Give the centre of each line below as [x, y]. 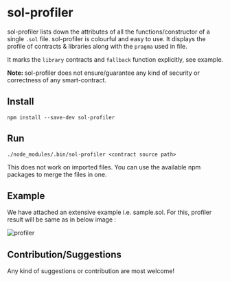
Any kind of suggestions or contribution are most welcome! [91, 271]
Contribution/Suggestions [65, 254]
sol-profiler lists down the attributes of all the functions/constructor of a [109, 32]
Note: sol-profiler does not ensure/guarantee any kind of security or [104, 73]
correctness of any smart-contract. [57, 80]
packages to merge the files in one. [57, 174]
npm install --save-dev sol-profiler [61, 117]
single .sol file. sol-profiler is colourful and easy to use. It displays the [106, 38]
